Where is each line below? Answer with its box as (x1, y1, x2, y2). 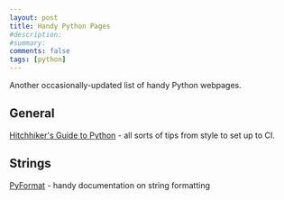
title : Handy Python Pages (9, 22, 111, 31)
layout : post (9, 13, 59, 23)
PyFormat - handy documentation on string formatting (9, 179, 210, 190)
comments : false (9, 47, 70, 56)
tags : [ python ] (9, 55, 67, 64)
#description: (9, 30, 63, 39)
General (9, 105, 56, 122)
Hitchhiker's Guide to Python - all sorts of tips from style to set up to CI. (9, 130, 275, 141)
